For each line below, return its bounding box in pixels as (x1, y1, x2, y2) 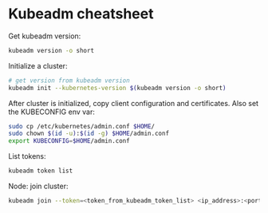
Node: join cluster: (8, 181, 69, 191)
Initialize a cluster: (8, 61, 68, 70)
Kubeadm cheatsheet (8, 5, 154, 23)
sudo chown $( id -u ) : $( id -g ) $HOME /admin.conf (8, 129, 170, 138)
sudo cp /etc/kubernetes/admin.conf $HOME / (8, 122, 156, 130)
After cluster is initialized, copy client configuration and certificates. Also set (8, 98, 259, 108)
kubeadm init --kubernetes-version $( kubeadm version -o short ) (8, 84, 227, 92)
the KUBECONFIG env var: (8, 107, 96, 116)
